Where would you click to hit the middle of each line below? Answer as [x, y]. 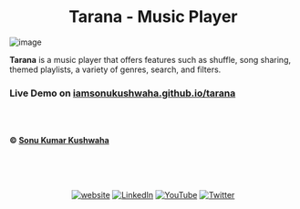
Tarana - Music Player [153, 17]
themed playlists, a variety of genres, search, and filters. [115, 69]
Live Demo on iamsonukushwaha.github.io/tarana [123, 93]
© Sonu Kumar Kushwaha [59, 141]
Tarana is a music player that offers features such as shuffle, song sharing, [150, 59]
